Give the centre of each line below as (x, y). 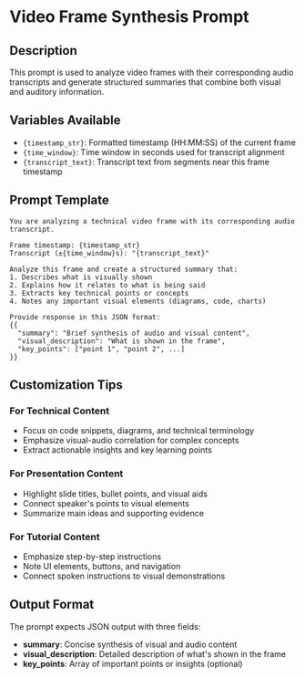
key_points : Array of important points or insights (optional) (132, 663)
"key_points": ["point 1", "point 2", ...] (101, 349)
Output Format (52, 605)
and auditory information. (57, 92)
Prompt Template (59, 200)
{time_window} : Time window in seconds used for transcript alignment (153, 151)
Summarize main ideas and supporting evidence (113, 513)
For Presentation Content (66, 474)
